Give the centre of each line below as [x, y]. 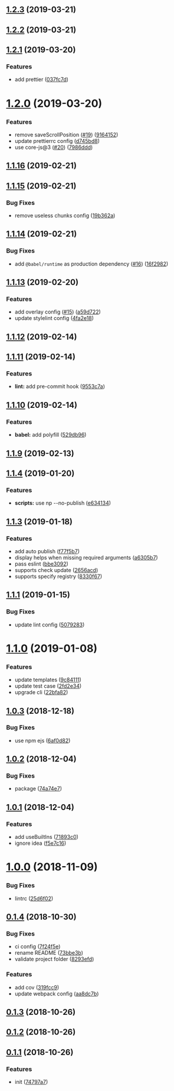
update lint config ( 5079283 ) [50, 625]
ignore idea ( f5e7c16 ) [40, 843]
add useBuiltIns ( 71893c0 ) [46, 837]
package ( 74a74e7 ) [38, 789]
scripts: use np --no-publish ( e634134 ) [63, 503]
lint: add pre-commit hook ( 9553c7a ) [60, 387]
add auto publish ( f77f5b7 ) [47, 551]
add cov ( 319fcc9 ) [37, 987]
